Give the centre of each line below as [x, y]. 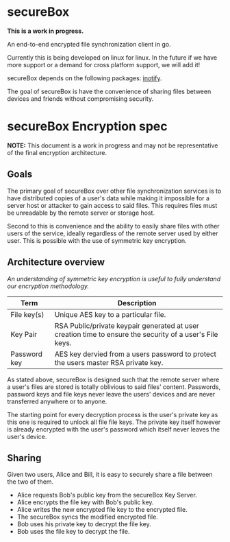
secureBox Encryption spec [87, 127]
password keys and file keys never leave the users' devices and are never [111, 394]
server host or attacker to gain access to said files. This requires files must [112, 205]
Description [137, 303]
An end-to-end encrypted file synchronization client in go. [89, 44]
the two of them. [30, 482]
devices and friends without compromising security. [80, 98]
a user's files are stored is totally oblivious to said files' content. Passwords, [114, 387]
